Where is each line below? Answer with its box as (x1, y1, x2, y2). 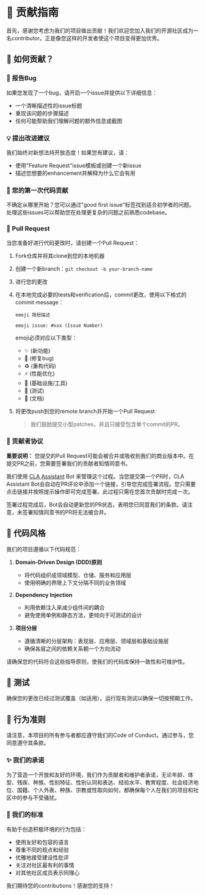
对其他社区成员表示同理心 (15, 869, 80, 876)
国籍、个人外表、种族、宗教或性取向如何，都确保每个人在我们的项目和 (16, 786, 193, 793)
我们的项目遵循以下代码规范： (6, 545, 81, 552)
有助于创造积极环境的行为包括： (6, 825, 87, 833)
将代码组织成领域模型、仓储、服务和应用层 (24, 571, 132, 579)
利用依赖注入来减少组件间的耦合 (24, 604, 105, 611)
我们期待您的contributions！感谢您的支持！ (6, 882, 115, 889)
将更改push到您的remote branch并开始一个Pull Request (15, 407, 155, 415)
